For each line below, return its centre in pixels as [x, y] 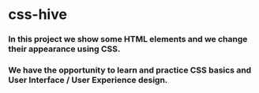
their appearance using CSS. [64, 49]
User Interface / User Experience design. [88, 80]
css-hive [38, 15]
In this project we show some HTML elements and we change [128, 39]
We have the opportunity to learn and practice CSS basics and [130, 70]
